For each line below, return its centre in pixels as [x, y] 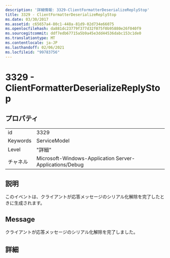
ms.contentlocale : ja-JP [31, 43]
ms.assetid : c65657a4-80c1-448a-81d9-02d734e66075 [60, 24]
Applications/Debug [60, 165]
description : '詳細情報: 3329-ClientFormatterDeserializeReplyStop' [77, 10]
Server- [125, 158]
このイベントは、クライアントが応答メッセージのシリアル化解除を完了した [83, 197]
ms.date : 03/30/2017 [27, 19]
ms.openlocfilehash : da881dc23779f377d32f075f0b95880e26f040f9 [73, 29]
